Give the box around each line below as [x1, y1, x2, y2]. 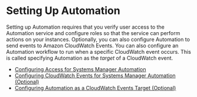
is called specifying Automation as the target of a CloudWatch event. [6, 54, 173, 61]
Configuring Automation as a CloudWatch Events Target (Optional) [14, 84, 176, 91]
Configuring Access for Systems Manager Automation [14, 65, 146, 72]
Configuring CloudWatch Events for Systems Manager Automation [14, 72, 176, 79]
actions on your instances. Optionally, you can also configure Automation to [6, 36, 191, 43]
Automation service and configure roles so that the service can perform [6, 29, 180, 36]
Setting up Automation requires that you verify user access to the [6, 23, 165, 30]
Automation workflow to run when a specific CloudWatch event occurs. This [6, 48, 192, 55]
